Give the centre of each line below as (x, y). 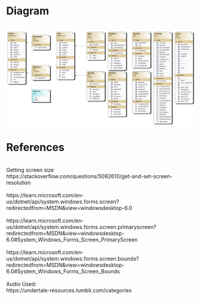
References (35, 147)
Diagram (28, 11)
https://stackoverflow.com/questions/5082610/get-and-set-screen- (90, 177)
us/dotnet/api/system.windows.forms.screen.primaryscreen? (81, 227)
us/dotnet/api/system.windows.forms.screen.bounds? (73, 259)
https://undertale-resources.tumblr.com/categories (69, 290)
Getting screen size (30, 170)
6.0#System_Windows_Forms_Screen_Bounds (63, 271)
